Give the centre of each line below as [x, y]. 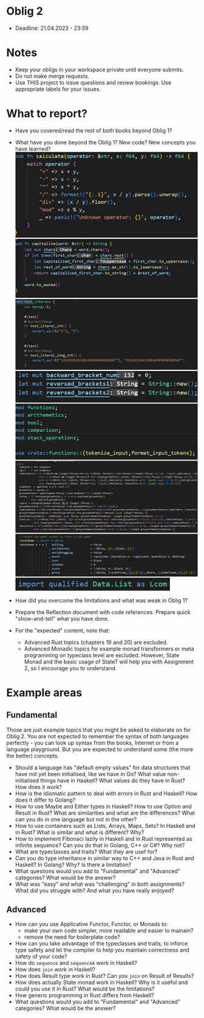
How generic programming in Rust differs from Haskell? [84, 995]
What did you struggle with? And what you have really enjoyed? [94, 890]
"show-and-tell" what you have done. [62, 618]
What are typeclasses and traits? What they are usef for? [86, 852]
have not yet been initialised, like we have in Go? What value [90, 774]
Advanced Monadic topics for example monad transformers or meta [109, 649]
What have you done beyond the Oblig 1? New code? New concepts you [105, 142]
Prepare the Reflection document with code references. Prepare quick [103, 612]
